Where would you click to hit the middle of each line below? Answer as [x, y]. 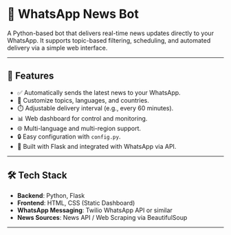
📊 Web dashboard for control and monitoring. [82, 118]
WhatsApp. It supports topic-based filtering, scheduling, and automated [109, 40]
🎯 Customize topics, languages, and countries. [83, 100]
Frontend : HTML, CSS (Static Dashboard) [76, 203]
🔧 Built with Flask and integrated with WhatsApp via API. [97, 146]
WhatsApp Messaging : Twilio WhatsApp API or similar [95, 210]
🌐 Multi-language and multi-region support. [79, 128]
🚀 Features [31, 76]
